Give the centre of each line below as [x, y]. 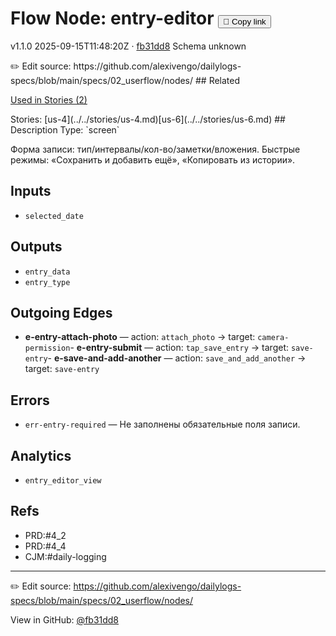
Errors [30, 400]
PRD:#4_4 [45, 546]
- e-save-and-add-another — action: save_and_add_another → [177, 358]
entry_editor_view [63, 481]
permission [47, 348]
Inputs [31, 191]
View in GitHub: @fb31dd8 [65, 619]
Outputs [36, 247]
